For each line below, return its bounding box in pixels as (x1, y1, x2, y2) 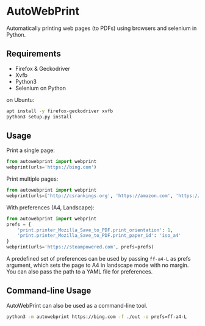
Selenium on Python (15, 84, 66, 92)
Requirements (6, 49, 61, 59)
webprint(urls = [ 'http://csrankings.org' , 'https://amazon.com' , (6, 192, 173, 199)
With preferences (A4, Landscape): (6, 203, 95, 211)
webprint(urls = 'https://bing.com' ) (6, 164, 97, 170)
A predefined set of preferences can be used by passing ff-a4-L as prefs (6, 255, 191, 263)
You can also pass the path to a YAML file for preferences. (6, 268, 153, 275)
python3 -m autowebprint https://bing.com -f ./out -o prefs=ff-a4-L (6, 313, 187, 320)
